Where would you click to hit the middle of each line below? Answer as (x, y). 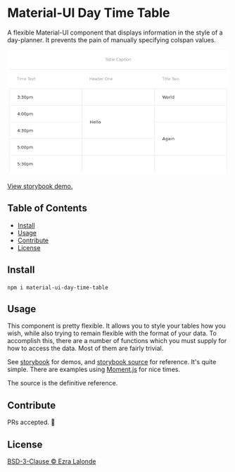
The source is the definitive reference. (63, 383)
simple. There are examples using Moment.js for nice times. (94, 369)
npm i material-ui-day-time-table (58, 287)
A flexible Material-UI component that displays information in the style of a (115, 32)
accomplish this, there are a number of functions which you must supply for (117, 341)
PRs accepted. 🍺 (31, 422)
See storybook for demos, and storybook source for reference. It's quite (112, 362)
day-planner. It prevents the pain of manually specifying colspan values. (112, 39)
